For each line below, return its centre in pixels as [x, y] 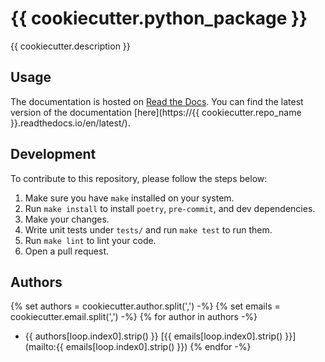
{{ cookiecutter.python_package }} [159, 18]
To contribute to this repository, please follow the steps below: [139, 178]
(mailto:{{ [44, 347]
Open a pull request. [67, 251]
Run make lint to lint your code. [90, 240]
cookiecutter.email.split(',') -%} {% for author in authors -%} [134, 317]
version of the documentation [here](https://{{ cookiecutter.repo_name [156, 112]
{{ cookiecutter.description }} [70, 46]
